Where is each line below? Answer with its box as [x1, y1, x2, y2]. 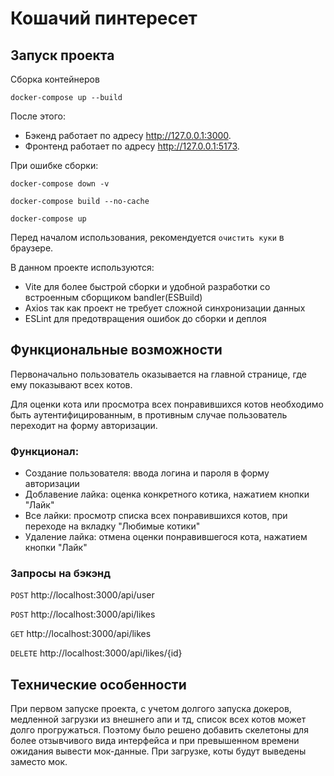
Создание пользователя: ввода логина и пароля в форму [24, 467, 270, 479]
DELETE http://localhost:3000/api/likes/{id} [10, 647, 183, 659]
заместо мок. [10, 756, 68, 768]
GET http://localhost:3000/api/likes [10, 628, 152, 640]
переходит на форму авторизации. [10, 419, 158, 431]
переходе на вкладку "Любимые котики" [24, 520, 201, 532]
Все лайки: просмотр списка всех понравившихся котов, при [24, 510, 288, 522]
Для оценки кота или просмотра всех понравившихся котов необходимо [10, 398, 324, 410]
